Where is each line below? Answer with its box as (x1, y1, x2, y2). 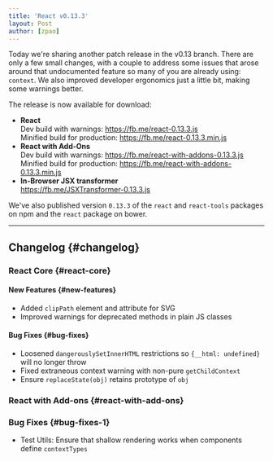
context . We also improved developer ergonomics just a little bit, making (8, 75, 250, 86)
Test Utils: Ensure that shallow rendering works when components (19, 435, 242, 445)
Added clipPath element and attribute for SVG (19, 303, 176, 313)
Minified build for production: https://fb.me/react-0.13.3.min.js (19, 133, 227, 143)
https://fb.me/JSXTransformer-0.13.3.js (19, 185, 150, 195)
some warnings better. (8, 84, 84, 94)
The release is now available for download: (8, 99, 152, 110)
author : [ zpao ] (8, 27, 60, 35)
